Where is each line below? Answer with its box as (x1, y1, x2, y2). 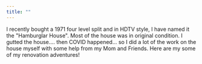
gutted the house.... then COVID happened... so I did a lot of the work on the (6, 38, 197, 45)
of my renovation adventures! (6, 51, 80, 58)
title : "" (6, 8, 32, 15)
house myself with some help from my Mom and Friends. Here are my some (6, 45, 196, 52)
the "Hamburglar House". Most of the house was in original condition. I (6, 31, 183, 39)
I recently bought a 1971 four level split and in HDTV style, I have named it (6, 25, 190, 33)
